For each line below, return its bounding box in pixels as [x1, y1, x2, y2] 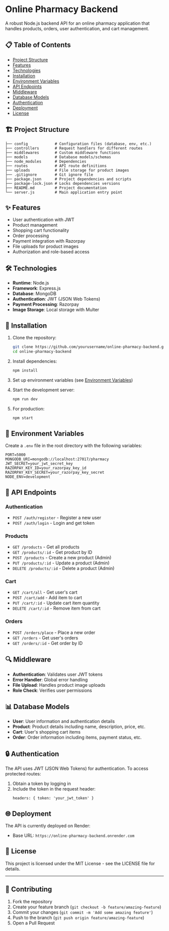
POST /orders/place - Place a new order [12, 629, 96, 635]
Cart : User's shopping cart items [12, 729, 81, 735]
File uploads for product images [12, 243, 79, 250]
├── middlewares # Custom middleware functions [5, 150, 121, 155]
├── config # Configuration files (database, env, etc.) [5, 141, 152, 147]
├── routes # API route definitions [5, 163, 107, 168]
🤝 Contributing [5, 885, 52, 894]
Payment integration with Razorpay [12, 238, 86, 244]
